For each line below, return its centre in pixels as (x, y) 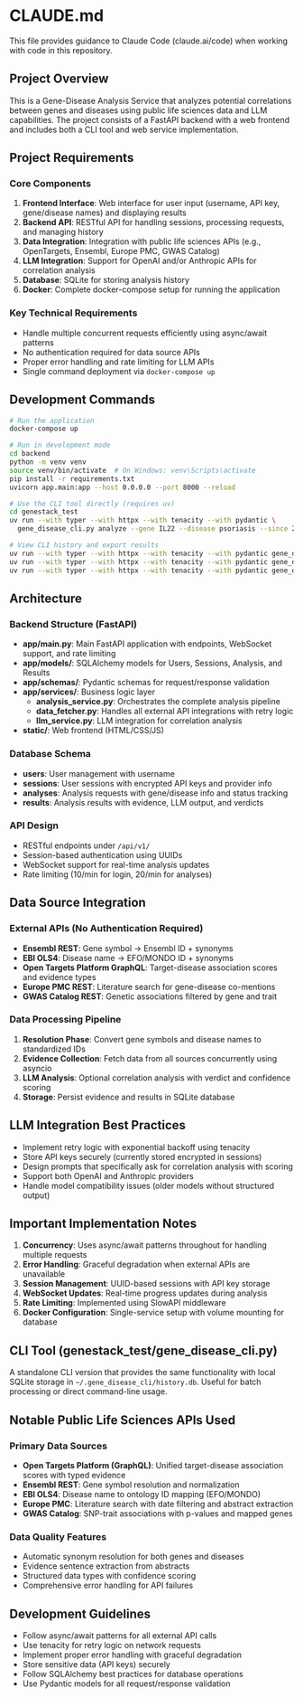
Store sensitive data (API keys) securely (96, 1665)
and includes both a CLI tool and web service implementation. (124, 129)
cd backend (30, 454)
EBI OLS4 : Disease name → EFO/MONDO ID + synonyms (128, 957)
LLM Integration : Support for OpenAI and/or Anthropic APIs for (139, 261)
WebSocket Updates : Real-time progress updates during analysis (145, 1293)
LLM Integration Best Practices (98, 1125)
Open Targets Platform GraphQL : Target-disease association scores (150, 967)
